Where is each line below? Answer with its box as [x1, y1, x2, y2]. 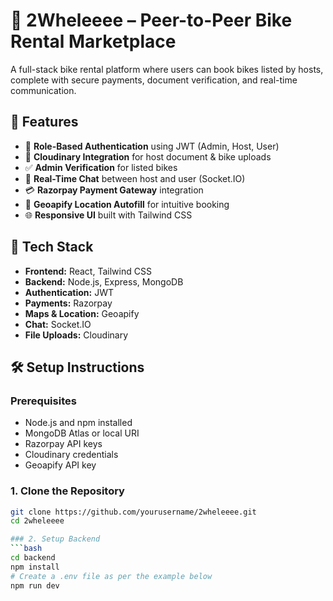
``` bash [10, 544, 43, 554]
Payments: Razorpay [24, 297, 113, 309]
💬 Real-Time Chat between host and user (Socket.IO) [24, 172, 246, 184]
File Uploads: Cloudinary [24, 329, 129, 341]
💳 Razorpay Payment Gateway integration [24, 184, 204, 196]
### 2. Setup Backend [10, 534, 101, 544]
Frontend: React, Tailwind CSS [24, 265, 152, 277]
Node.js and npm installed [24, 417, 133, 429]
